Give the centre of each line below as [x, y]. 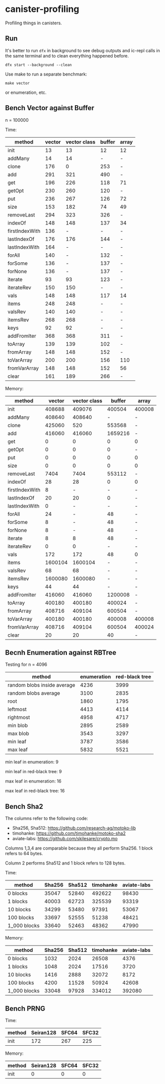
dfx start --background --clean [38, 65]
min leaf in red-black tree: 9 [33, 772]
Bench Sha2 [24, 806]
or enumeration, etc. [26, 92]
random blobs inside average [41, 685]
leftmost [17, 710]
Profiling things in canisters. [33, 23]
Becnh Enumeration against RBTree [61, 652]
